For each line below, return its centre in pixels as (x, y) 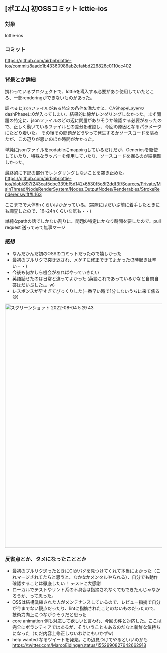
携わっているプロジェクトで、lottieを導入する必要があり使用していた (75, 92)
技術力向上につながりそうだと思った (49, 614)
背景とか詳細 (21, 80)
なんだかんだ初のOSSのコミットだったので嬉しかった (67, 253)
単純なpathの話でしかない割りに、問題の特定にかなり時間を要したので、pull (83, 221)
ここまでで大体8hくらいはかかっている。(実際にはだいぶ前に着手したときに (83, 205)
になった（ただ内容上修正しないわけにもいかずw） (64, 633)
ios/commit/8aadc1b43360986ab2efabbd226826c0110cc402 (68, 66)
